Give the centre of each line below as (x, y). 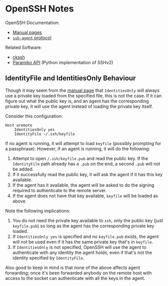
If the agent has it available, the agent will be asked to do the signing (83, 185)
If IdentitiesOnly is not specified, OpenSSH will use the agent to (79, 247)
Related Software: (24, 47)
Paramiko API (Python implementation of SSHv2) (63, 62)
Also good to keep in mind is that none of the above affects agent (73, 267)
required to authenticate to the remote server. (59, 190)
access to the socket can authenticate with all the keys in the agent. (75, 278)
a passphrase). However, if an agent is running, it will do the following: (78, 149)
